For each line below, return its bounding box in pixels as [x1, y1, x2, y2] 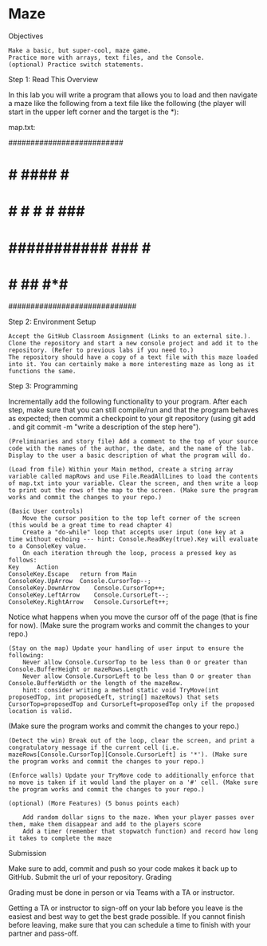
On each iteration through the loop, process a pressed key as [22, 550, 238, 558]
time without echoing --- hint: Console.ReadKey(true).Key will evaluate [8, 535, 259, 543]
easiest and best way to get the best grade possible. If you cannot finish [8, 912, 245, 921]
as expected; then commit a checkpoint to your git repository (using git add [8, 414, 257, 424]
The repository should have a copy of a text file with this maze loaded [8, 353, 259, 361]
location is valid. [8, 708, 73, 715]
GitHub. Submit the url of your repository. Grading [8, 873, 172, 882]
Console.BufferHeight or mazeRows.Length [8, 665, 148, 674]
